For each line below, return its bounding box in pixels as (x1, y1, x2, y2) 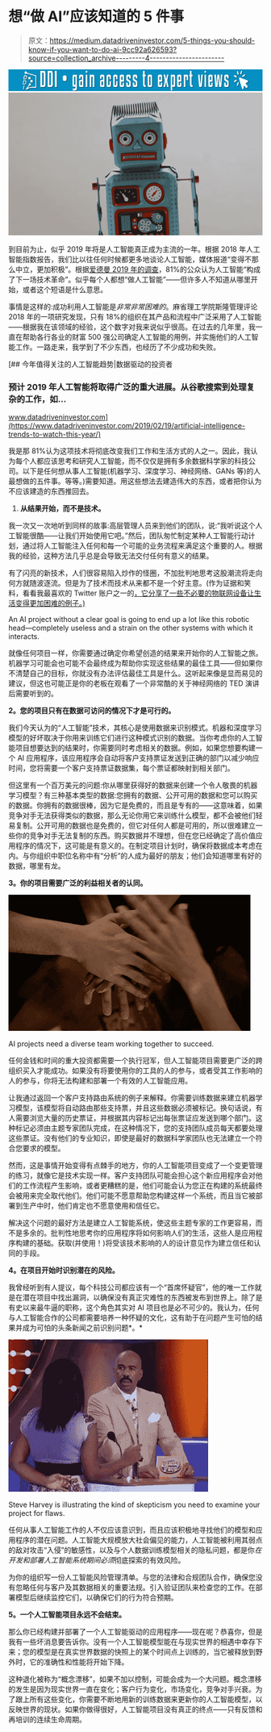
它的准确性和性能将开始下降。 (29, 1657, 129, 1667)
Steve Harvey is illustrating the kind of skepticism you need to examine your (8, 1500, 261, 1509)
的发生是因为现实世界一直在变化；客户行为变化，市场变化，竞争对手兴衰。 (8, 1684, 256, 1694)
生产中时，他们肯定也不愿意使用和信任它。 (22, 1200, 164, 1210)
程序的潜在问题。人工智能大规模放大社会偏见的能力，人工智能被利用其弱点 (15, 1534, 263, 1545)
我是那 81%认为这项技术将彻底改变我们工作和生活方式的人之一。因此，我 (8, 445, 252, 456)
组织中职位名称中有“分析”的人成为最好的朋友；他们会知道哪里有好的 (35, 850, 262, 860)
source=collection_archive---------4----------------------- (27, 53, 225, 63)
